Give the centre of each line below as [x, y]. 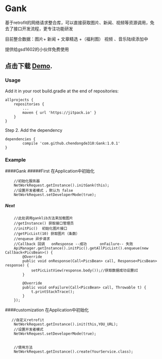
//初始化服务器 [27, 181]
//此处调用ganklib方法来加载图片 [43, 218]
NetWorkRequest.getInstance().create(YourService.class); [73, 351]
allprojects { [19, 100]
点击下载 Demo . [29, 66]
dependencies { [20, 139]
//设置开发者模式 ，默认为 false [43, 190]
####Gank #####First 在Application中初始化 [50, 171]
